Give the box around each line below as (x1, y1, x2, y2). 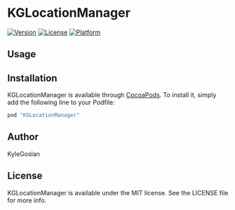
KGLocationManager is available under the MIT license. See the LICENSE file (7, 188, 229, 197)
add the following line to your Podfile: (7, 98, 116, 106)
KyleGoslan (7, 149, 41, 158)
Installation (7, 72, 58, 84)
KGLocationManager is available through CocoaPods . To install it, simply (7, 91, 217, 99)
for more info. (7, 196, 47, 204)
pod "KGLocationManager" (7, 112, 80, 119)
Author (7, 131, 39, 143)
